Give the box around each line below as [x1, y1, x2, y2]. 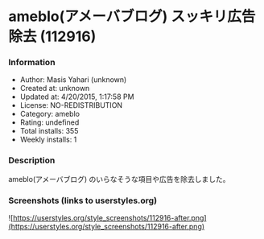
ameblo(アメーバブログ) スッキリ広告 [8, 7, 256, 26]
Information [8, 57, 56, 68]
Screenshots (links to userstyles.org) [8, 195, 158, 206]
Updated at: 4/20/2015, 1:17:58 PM [19, 92, 134, 101]
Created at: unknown [19, 84, 90, 93]
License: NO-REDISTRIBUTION [19, 101, 123, 110]
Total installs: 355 [19, 126, 79, 136]
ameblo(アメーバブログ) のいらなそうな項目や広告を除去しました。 [8, 174, 230, 183]
